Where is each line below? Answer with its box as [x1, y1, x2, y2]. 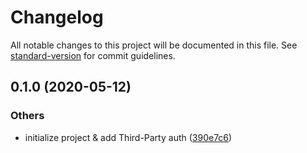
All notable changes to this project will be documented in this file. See [10, 39, 298, 51]
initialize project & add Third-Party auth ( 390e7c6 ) [24, 131, 233, 143]
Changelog [10, 6, 104, 29]
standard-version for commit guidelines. [10, 49, 176, 61]
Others [10, 109, 45, 123]
